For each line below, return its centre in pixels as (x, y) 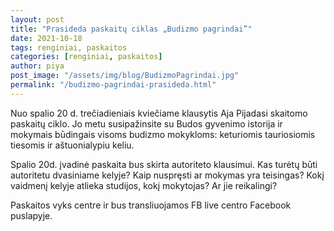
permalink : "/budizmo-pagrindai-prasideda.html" (113, 85)
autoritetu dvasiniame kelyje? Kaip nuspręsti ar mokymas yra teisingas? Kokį (167, 175)
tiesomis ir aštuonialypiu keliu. (72, 145)
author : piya (37, 66)
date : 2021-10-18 (46, 38)
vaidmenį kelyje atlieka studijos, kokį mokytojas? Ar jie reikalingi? (144, 185)
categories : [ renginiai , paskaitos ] (86, 57)
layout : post (37, 19)
